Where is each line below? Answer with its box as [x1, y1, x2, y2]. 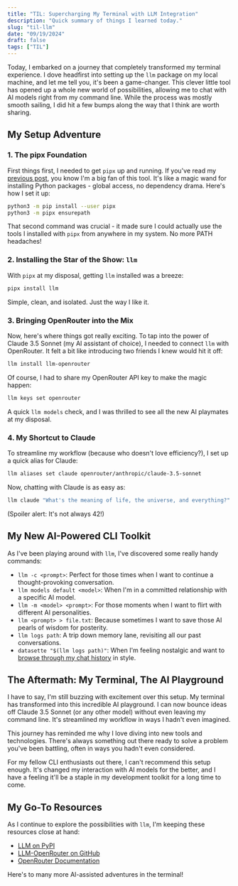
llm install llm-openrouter [7, 360, 91, 367]
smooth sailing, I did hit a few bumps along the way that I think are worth [7, 101, 220, 109]
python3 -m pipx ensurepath [7, 209, 91, 217]
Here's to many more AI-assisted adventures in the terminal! [7, 870, 183, 879]
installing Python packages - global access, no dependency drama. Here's [7, 181, 226, 190]
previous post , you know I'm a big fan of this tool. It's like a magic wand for [7, 173, 227, 182]
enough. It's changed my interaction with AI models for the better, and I [7, 765, 216, 774]
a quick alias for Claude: [7, 456, 78, 465]
